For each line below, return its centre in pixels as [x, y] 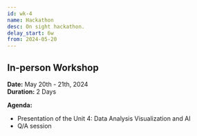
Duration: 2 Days [32, 92]
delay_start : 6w [30, 33]
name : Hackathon [30, 20]
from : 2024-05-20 [32, 40]
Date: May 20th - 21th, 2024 [48, 84]
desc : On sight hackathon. [46, 26]
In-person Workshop [53, 68]
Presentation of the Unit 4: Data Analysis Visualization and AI [104, 118]
